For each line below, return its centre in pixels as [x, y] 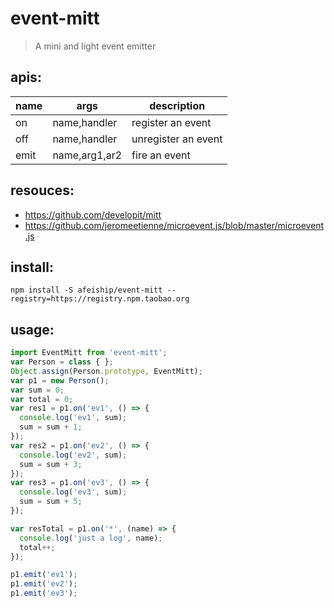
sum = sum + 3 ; [51, 464]
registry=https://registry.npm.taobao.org [100, 299]
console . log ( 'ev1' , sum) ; [73, 418]
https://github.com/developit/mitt [93, 214]
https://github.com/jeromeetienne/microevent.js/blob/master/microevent [174, 225]
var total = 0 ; [42, 399]
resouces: [42, 190]
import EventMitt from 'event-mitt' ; [89, 353]
